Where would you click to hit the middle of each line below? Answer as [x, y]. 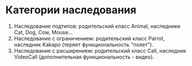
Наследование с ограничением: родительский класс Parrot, [89, 38]
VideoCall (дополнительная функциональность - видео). [84, 57]
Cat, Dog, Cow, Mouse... [43, 32]
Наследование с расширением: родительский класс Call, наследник [100, 50]
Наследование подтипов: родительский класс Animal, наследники [97, 26]
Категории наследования [71, 10]
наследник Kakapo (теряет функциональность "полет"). [83, 45]
